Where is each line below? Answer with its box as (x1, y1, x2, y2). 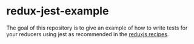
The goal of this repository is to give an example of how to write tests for (6, 24, 188, 31)
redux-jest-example (6, 4, 109, 18)
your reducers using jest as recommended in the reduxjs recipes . (6, 30, 169, 37)
